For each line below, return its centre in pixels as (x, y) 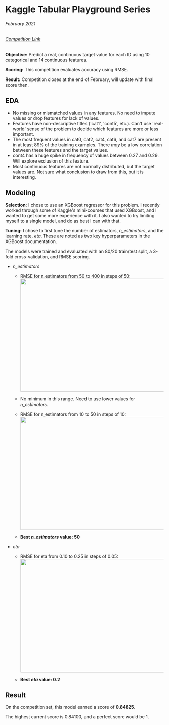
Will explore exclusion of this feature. (51, 161)
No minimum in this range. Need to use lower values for (78, 399)
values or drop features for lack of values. (56, 118)
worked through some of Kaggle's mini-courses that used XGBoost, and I (81, 210)
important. (23, 134)
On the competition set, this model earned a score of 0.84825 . (70, 707)
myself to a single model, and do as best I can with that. (63, 221)
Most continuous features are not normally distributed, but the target (83, 166)
